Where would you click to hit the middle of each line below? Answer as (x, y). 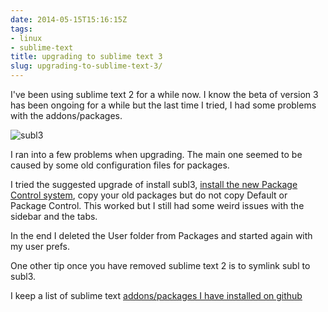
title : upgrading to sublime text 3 (86, 57)
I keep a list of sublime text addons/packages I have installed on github (156, 295)
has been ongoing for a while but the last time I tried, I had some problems (163, 105)
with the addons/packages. (66, 115)
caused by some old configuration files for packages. (120, 165)
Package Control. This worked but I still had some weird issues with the (157, 205)
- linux (26, 38)
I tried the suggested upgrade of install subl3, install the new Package (154, 184)
